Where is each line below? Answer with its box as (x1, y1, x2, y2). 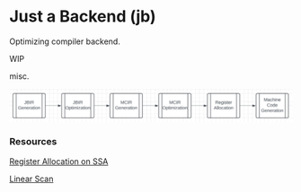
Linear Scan (9, 173, 54, 184)
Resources (9, 135, 58, 148)
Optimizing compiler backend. (9, 36, 121, 47)
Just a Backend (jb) (9, 6, 156, 27)
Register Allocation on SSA (9, 155, 109, 167)
